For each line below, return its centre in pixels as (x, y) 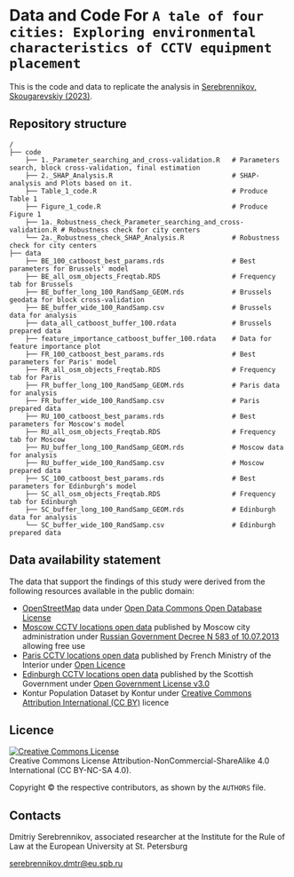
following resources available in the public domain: (102, 590)
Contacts (36, 815)
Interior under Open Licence (74, 664)
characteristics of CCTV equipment (141, 48)
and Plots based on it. (89, 183)
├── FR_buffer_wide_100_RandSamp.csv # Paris (143, 400)
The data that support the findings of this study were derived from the (137, 581)
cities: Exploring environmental (133, 32)
